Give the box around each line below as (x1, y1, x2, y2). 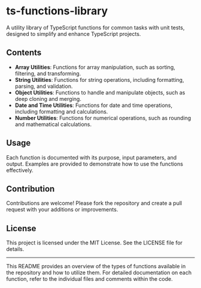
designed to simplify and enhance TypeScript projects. (6, 30, 141, 37)
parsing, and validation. (14, 82, 73, 90)
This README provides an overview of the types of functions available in (6, 263, 186, 270)
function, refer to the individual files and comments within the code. (6, 275, 173, 283)
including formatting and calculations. (14, 108, 108, 115)
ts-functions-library (6, 4, 108, 18)
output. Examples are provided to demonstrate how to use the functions (6, 160, 184, 167)
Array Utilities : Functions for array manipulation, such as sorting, (14, 63, 175, 71)
